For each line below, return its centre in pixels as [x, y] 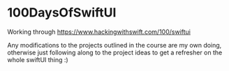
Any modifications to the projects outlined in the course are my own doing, [114, 45]
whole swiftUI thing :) [38, 59]
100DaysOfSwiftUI [62, 13]
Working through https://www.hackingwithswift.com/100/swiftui [99, 32]
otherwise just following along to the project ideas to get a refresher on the [115, 52]
